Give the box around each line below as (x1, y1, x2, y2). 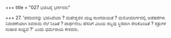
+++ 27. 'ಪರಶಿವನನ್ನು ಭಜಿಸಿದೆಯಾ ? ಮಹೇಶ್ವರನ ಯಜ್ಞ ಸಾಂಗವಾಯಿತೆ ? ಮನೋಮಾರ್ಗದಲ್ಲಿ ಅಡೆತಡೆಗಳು (5, 15, 166, 21)
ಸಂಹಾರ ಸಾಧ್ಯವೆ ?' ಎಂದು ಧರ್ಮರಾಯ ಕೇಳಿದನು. (5, 26, 80, 32)
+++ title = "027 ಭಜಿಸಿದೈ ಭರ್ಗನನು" (5, 5, 70, 10)
